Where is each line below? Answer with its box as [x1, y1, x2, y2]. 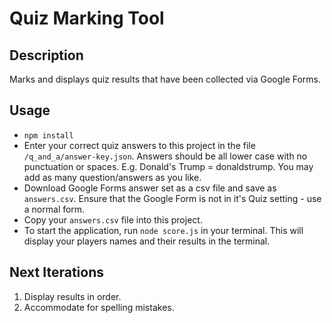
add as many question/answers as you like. [23, 171, 202, 183]
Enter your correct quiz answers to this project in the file [23, 139, 256, 151]
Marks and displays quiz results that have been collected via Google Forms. [9, 73, 322, 85]
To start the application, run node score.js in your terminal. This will [23, 224, 304, 236]
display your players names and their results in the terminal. [23, 235, 271, 247]
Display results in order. [23, 290, 122, 302]
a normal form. [23, 203, 86, 215]
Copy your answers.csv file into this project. [23, 213, 203, 226]
